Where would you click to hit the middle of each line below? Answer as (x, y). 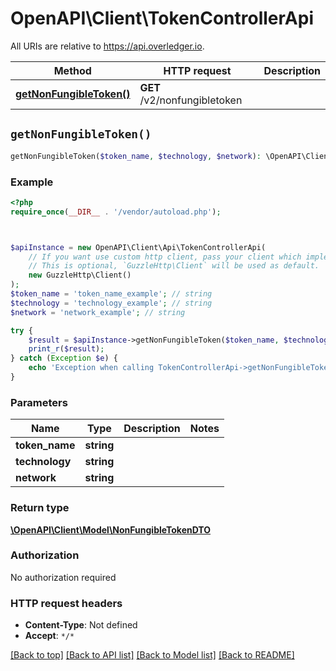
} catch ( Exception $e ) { (64, 358)
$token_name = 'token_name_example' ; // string (111, 294)
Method (72, 70)
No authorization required (63, 577)
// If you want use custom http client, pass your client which (165, 257)
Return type (40, 508)
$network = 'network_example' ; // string (98, 312)
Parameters (39, 402)
